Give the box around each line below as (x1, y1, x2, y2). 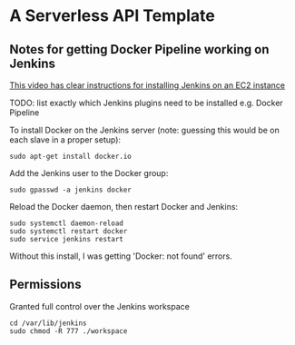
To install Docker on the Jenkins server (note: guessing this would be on (9, 124, 280, 135)
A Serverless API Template (9, 5, 215, 26)
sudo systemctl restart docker (9, 227, 128, 236)
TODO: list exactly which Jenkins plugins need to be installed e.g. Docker (9, 97, 283, 108)
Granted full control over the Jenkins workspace (9, 301, 191, 311)
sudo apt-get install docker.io (9, 152, 132, 161)
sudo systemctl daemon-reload (9, 219, 124, 228)
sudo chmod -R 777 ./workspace (9, 326, 128, 336)
